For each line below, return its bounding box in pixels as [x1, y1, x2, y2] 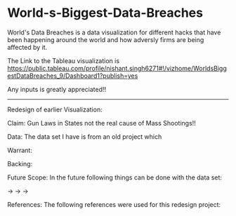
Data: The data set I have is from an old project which [7, 132, 162, 141]
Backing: [7, 159, 33, 168]
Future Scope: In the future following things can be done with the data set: [7, 173, 223, 182]
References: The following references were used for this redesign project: [7, 200, 221, 208]
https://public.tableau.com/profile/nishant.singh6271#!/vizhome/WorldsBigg [7, 64, 227, 72]
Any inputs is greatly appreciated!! [7, 85, 107, 93]
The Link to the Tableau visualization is [7, 56, 120, 65]
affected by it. [7, 43, 48, 51]
